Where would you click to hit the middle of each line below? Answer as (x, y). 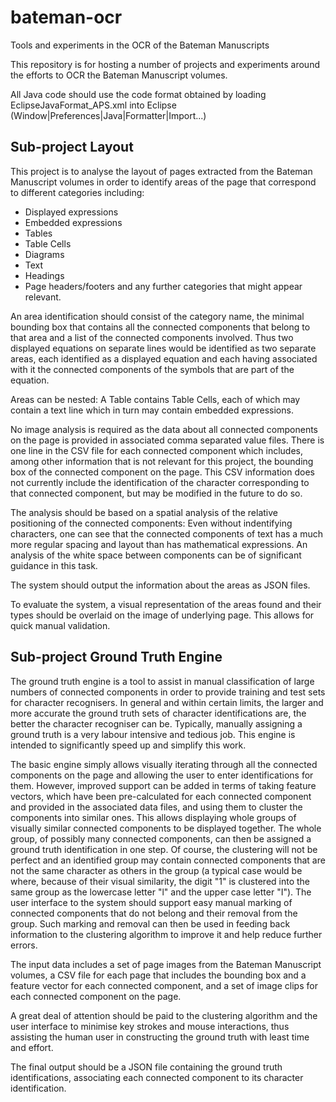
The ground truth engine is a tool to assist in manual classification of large (162, 681)
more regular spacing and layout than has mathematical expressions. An (159, 544)
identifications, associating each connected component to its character (157, 1077)
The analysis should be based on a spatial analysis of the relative (144, 512)
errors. (24, 945)
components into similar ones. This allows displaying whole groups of (153, 817)
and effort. (32, 1047)
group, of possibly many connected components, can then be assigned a (161, 838)
